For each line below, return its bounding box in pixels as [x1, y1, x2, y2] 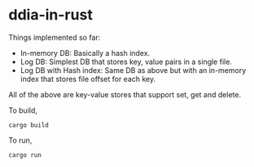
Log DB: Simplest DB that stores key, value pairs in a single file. [20, 57, 232, 66]
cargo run [8, 151, 42, 159]
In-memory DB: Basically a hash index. [20, 48, 151, 58]
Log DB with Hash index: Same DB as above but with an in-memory [20, 65, 247, 75]
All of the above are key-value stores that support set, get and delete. [8, 89, 242, 99]
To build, [8, 105, 38, 115]
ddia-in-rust [8, 6, 94, 24]
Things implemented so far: [8, 32, 101, 42]
